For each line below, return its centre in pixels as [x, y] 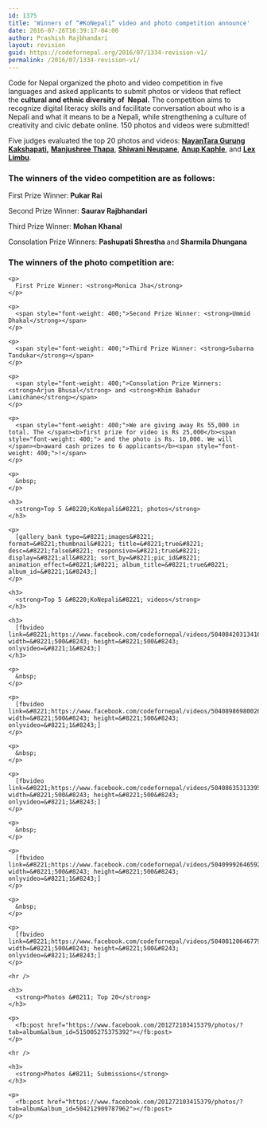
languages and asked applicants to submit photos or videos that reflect [124, 91]
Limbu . [20, 157]
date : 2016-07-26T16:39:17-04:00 [64, 30]
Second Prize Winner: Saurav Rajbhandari [78, 211]
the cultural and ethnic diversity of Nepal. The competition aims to [120, 100]
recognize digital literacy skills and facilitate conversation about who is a [127, 108]
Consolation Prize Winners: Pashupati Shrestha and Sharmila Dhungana [128, 242]
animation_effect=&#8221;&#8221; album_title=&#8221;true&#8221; [118, 565]
